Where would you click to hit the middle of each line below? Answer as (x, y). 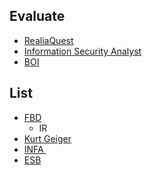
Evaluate (37, 16)
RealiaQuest (48, 40)
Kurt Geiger (47, 138)
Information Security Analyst (82, 51)
